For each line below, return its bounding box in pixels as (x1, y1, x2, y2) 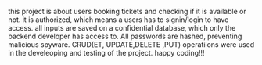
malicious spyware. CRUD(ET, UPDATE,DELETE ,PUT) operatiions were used (8, 40, 255, 49)
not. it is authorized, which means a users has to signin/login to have (8, 15, 229, 24)
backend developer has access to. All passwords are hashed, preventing (8, 31, 242, 41)
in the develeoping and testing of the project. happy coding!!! (8, 49, 205, 57)
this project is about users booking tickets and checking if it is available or (8, 7, 246, 16)
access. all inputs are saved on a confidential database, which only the (8, 23, 236, 32)
